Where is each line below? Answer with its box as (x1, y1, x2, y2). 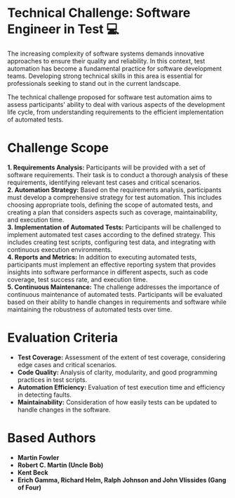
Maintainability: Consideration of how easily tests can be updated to (17, 397, 217, 406)
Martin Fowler (17, 453, 60, 461)
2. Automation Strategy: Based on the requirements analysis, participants (7, 185, 222, 194)
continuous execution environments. (7, 245, 113, 254)
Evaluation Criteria (7, 330, 118, 346)
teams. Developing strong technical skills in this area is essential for (7, 72, 203, 80)
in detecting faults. (17, 390, 72, 399)
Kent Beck (17, 468, 48, 476)
